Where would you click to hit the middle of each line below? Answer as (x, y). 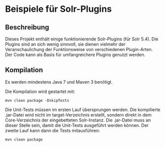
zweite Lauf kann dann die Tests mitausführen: (52, 130)
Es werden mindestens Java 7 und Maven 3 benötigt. (59, 82)
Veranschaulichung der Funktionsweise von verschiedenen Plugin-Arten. (79, 49)
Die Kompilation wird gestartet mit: (40, 91)
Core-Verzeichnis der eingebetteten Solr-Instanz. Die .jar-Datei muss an (78, 120)
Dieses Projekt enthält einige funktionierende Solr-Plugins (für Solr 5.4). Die (82, 39)
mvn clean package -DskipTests (37, 100)
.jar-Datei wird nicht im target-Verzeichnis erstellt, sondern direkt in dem (78, 115)
